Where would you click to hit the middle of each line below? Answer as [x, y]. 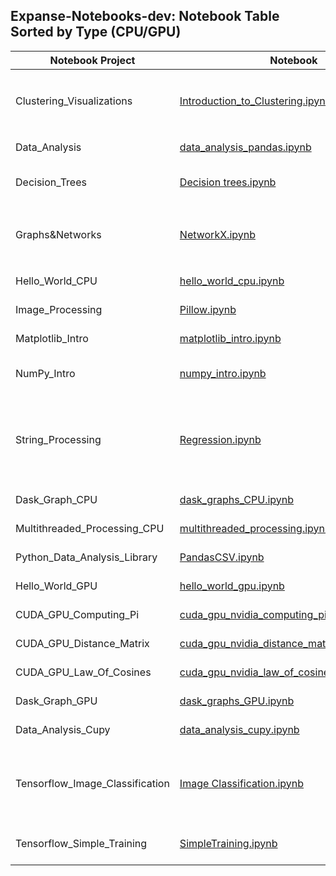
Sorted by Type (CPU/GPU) [96, 32]
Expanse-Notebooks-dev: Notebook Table [145, 16]
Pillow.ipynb [208, 309]
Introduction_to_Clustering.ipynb [255, 101]
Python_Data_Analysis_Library [86, 557]
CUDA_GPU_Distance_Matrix [82, 643]
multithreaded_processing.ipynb [255, 528]
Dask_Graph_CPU [56, 499]
